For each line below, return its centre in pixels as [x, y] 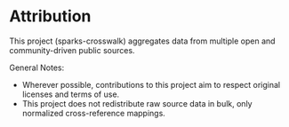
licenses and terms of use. [71, 94]
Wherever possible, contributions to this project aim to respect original [151, 84]
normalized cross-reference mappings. [94, 113]
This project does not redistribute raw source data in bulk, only [137, 103]
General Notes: [37, 67]
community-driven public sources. [72, 50]
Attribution [50, 16]
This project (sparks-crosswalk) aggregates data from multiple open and [142, 41]
